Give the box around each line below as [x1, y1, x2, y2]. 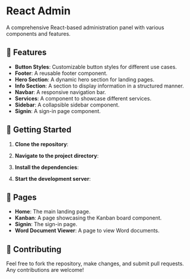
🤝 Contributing [6, 244, 62, 254]
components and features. [6, 30, 71, 37]
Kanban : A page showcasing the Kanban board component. [14, 214, 162, 221]
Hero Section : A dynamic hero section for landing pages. [14, 76, 154, 83]
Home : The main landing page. [14, 208, 91, 215]
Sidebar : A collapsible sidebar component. [14, 101, 120, 108]
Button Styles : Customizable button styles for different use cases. [14, 63, 177, 70]
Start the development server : [14, 175, 91, 182]
